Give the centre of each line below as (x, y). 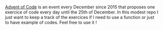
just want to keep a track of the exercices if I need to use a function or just (80, 17)
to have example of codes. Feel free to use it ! (51, 22)
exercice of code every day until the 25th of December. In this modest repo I (82, 12)
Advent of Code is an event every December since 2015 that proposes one (80, 7)
